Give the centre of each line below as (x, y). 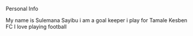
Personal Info (22, 9)
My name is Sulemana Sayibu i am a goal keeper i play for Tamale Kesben (96, 20)
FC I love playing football (36, 27)
